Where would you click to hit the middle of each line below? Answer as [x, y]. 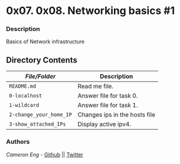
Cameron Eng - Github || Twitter [45, 154]
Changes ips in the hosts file [117, 115]
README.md [22, 86]
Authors [18, 142]
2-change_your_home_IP [40, 115]
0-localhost [26, 96]
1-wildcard [24, 105]
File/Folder [41, 76]
